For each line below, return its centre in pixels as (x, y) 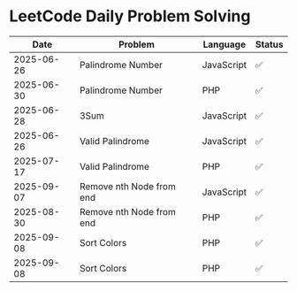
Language (224, 44)
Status (269, 44)
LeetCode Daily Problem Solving (130, 16)
